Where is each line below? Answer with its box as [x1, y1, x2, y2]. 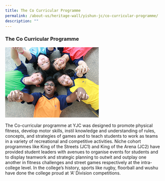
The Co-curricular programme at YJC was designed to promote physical [5, 122, 153, 129]
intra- [141, 160, 153, 166]
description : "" [5, 18, 39, 23]
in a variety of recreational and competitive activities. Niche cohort [5, 138, 141, 144]
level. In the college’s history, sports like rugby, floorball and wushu [21, 165, 159, 171]
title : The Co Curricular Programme [5, 8, 81, 13]
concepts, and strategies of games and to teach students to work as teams [5, 133, 158, 139]
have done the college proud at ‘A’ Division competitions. [5, 170, 121, 176]
